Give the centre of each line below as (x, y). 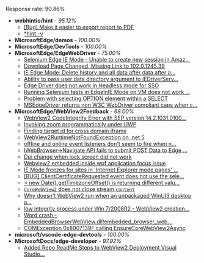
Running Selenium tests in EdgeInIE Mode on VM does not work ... (107, 92)
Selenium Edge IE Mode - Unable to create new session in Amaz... (107, 59)
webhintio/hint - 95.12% (46, 20)
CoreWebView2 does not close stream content (79, 189)
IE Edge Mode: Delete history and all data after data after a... (100, 72)
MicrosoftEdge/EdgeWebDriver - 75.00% (68, 53)
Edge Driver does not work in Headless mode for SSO (91, 85)
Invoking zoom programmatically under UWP (80, 124)
